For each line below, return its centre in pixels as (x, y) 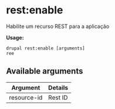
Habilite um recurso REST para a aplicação (58, 26)
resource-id (26, 97)
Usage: (15, 37)
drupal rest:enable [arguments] (45, 48)
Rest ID (58, 97)
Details (58, 87)
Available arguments (45, 71)
